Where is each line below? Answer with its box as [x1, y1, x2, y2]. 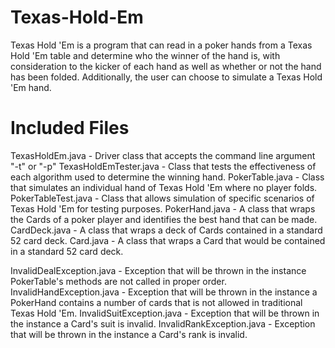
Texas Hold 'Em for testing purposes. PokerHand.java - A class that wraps [10, 202, 316, 215]
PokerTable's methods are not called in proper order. [10, 275, 227, 287]
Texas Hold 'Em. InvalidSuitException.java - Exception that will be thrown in [10, 307, 320, 319]
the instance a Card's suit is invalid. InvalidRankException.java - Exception [10, 317, 316, 330]
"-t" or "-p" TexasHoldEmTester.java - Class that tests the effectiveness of [10, 160, 317, 172]
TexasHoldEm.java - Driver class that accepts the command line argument [10, 149, 316, 161]
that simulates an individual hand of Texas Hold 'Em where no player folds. [10, 181, 318, 193]
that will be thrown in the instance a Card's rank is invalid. [10, 328, 248, 340]
